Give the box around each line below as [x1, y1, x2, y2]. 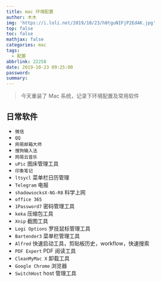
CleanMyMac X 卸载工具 [14, 255, 70, 262]
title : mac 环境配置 [6, 8, 54, 15]
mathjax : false [6, 36, 44, 42]
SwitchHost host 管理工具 [14, 269, 76, 277]
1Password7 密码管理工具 [14, 202, 75, 209]
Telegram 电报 [14, 181, 49, 188]
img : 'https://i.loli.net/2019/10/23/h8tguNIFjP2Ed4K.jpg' [6, 20, 156, 26]
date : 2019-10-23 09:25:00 [6, 64, 73, 70]
